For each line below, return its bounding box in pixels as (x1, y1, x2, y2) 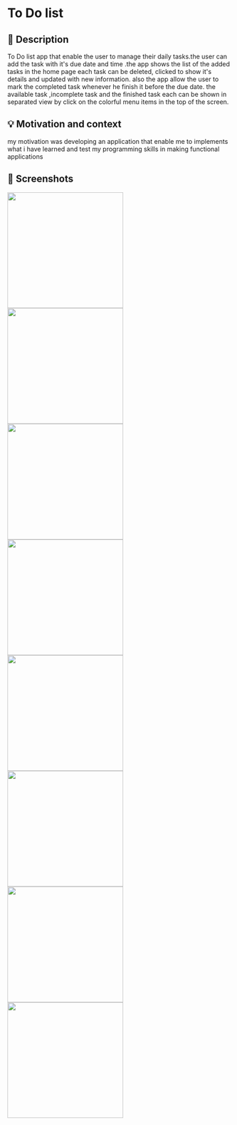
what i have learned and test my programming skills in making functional (7, 145, 220, 153)
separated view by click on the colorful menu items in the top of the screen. (7, 98, 229, 106)
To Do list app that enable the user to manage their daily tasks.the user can (7, 52, 228, 61)
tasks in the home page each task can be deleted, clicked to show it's (7, 68, 212, 75)
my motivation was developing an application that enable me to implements (7, 137, 228, 145)
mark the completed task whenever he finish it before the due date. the (7, 83, 216, 90)
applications (7, 152, 43, 161)
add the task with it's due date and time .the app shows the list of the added (7, 60, 230, 68)
